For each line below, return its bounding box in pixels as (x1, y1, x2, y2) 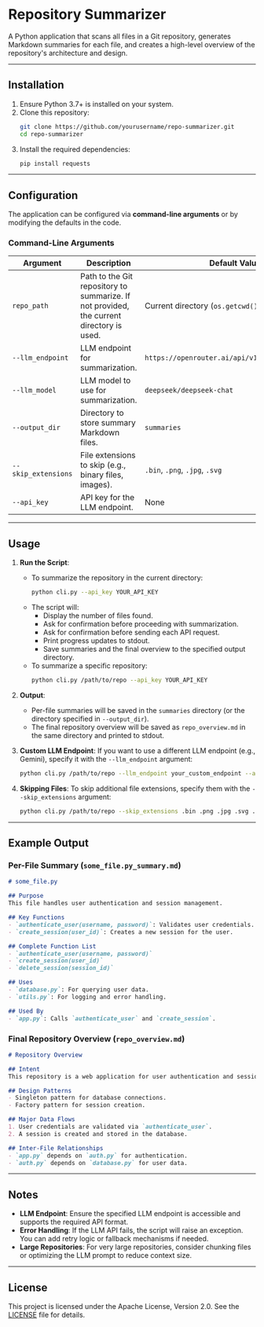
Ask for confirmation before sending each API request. (42, 627, 220, 638)
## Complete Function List (8, 942, 97, 950)
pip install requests (19, 160, 90, 167)
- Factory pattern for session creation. (8, 1101, 146, 1109)
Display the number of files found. (42, 611, 153, 620)
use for (79, 385, 107, 396)
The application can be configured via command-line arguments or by (8, 210, 238, 219)
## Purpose (8, 892, 44, 900)
